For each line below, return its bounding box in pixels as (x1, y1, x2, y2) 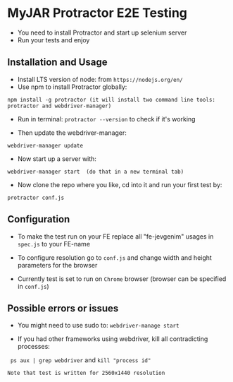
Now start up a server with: (17, 154, 97, 163)
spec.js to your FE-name (17, 239, 90, 248)
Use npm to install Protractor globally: (17, 83, 127, 91)
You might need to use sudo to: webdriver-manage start (17, 321, 180, 330)
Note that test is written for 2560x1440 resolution (7, 369, 165, 377)
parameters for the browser (17, 261, 98, 269)
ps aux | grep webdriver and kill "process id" (10, 356, 151, 364)
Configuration (7, 213, 70, 225)
